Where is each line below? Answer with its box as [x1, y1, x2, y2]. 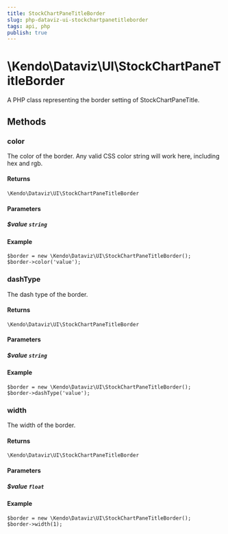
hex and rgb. [7, 159, 43, 167]
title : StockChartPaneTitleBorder [7, 10, 106, 17]
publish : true [7, 29, 48, 36]
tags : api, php [7, 23, 51, 29]
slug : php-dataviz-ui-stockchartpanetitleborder [7, 16, 149, 23]
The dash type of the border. [7, 290, 88, 298]
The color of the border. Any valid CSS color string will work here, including [7, 151, 220, 160]
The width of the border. [7, 421, 76, 429]
